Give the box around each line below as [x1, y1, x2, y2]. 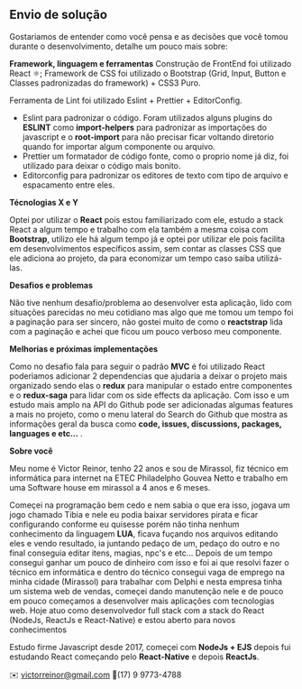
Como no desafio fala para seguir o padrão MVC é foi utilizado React [9, 361, 266, 372]
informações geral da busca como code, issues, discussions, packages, [9, 418, 282, 429]
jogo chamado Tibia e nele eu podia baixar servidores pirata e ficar [9, 509, 259, 519]
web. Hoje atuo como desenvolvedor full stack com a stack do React [9, 604, 265, 616]
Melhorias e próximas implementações [9, 343, 159, 354]
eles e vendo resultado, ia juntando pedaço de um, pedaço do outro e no [9, 537, 280, 548]
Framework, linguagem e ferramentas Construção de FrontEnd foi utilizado [9, 58, 292, 69]
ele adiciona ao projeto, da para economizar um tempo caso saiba [9, 253, 255, 263]
